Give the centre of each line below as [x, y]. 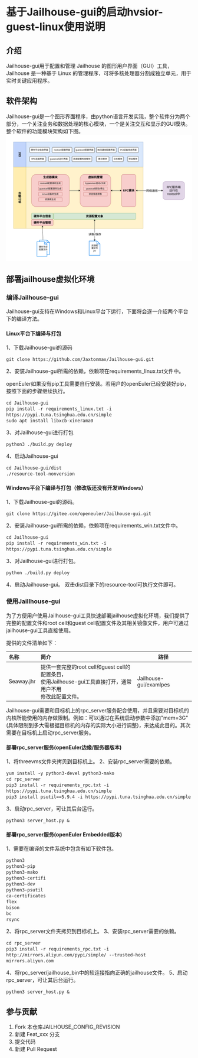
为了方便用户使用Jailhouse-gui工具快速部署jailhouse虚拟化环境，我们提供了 [98, 616]
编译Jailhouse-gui [32, 297]
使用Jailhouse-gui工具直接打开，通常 [86, 681]
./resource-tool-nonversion [41, 474]
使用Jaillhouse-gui [33, 601]
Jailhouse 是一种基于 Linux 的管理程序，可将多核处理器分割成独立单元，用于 [99, 73]
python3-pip [21, 867]
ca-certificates [26, 896]
